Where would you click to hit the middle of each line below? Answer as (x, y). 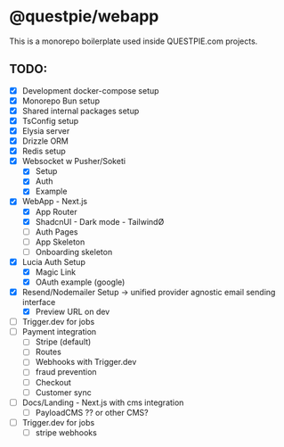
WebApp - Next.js (54, 202)
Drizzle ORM (45, 141)
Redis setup (44, 151)
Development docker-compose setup (90, 90)
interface (39, 302)
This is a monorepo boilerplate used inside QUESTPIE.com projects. (134, 41)
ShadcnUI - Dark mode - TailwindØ (100, 221)
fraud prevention (66, 372)
